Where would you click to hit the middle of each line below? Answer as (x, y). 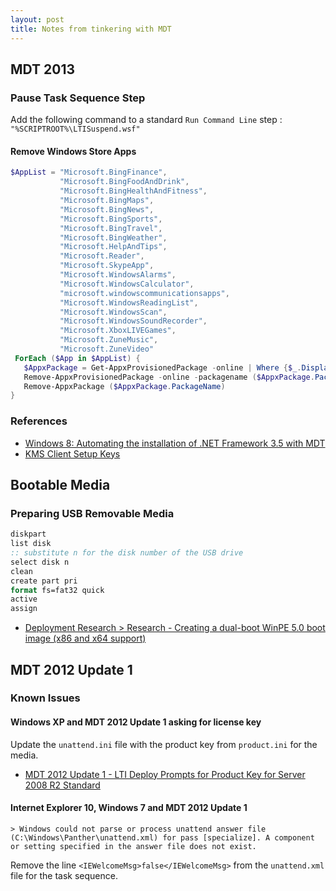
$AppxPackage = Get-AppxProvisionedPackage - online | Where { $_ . (162, 367)
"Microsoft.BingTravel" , (111, 228)
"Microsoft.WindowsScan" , (113, 312)
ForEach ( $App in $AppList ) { (77, 358)
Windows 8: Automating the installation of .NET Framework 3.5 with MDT (175, 443)
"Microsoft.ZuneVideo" (107, 349)
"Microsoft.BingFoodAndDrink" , (124, 182)
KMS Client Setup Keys (72, 453)
